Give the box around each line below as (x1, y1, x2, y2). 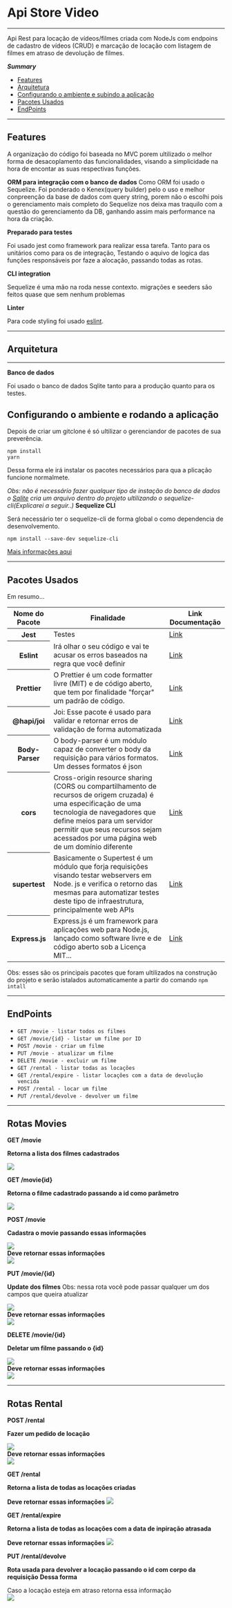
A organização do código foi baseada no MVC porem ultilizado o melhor (7, 150, 213, 158)
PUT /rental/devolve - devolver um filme (17, 1093, 138, 1100)
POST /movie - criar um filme (17, 1042, 105, 1049)
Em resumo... (7, 593, 45, 601)
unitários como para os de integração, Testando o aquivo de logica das (7, 249, 210, 257)
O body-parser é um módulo (53, 736, 147, 745)
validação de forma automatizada (53, 724, 162, 734)
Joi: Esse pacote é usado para (53, 707, 151, 716)
